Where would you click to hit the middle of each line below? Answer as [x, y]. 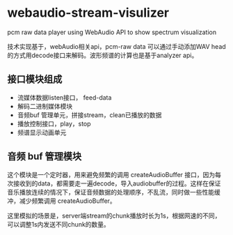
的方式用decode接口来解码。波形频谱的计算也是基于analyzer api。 [103, 55]
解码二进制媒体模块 [45, 106]
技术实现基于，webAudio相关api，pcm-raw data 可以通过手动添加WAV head [116, 46]
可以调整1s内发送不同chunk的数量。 [58, 224]
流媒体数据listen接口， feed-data [64, 97]
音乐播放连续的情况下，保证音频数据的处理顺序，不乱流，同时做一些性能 [111, 192]
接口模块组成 [35, 79]
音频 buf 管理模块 [45, 157]
